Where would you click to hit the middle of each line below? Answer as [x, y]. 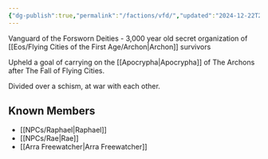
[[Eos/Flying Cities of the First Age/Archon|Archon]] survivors [110, 47]
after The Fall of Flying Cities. [57, 70]
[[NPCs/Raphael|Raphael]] [63, 130]
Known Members [52, 111]
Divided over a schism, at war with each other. [85, 86]
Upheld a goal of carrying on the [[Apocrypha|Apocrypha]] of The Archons [132, 62]
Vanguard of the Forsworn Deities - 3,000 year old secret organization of [128, 38]
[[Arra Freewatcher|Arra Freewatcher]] [83, 147]
